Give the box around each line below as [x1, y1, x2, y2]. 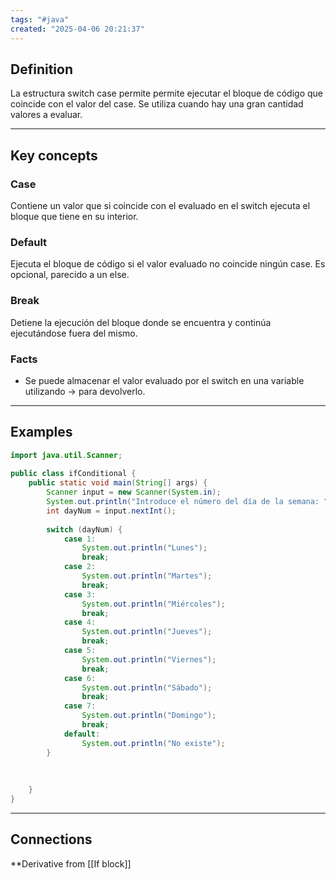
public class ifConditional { [10, 469, 137, 479]
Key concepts [10, 147, 98, 164]
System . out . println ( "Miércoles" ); [81, 599, 226, 609]
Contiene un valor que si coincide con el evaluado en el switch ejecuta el [10, 200, 311, 211]
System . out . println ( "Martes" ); [81, 571, 213, 581]
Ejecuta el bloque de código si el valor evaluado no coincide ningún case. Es [10, 258, 326, 270]
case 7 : [63, 701, 97, 711]
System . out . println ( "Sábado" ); [81, 682, 213, 693]
